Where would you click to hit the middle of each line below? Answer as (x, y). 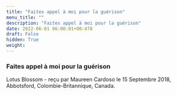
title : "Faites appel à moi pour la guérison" (66, 12)
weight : (16, 46)
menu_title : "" (25, 17)
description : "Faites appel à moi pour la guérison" (74, 23)
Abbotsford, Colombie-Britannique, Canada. (61, 86)
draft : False (23, 34)
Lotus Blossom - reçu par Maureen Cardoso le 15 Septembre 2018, (89, 79)
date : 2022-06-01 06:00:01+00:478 (50, 29)
